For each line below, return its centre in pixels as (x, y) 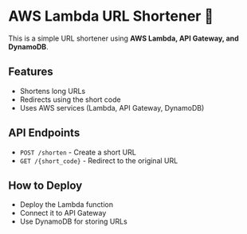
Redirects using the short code (70, 99)
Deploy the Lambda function (67, 205)
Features (31, 72)
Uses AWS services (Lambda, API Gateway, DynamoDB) (112, 107)
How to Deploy (45, 185)
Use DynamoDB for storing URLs (73, 221)
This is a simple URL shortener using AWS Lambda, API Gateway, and (123, 38)
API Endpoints (44, 133)
